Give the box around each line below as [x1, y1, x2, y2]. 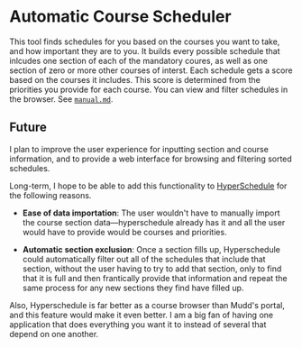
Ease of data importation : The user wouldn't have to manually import [22, 207, 281, 218]
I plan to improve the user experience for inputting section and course [9, 143, 269, 154]
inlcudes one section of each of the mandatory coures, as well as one [9, 55, 269, 66]
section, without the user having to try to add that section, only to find [22, 263, 282, 274]
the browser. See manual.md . [9, 93, 114, 105]
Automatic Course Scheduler [9, 6, 232, 27]
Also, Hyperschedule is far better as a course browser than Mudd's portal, [9, 299, 286, 310]
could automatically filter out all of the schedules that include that [22, 253, 266, 264]
